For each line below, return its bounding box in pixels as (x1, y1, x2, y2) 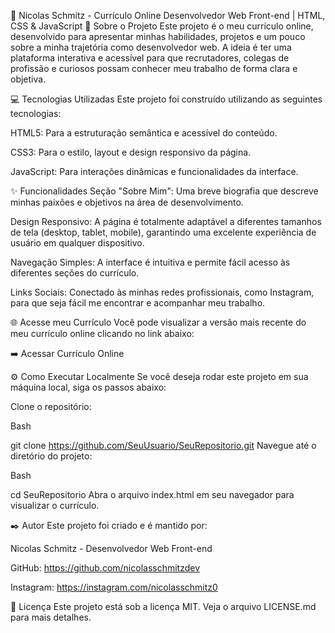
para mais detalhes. (10, 611, 92, 623)
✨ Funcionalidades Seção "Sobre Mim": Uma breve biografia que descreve (10, 185, 319, 197)
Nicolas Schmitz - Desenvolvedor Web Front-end (10, 543, 213, 554)
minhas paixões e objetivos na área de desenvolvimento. (10, 196, 244, 208)
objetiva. (10, 73, 47, 85)
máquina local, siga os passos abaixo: (10, 381, 167, 393)
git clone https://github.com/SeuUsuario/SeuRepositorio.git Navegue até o (10, 440, 317, 451)
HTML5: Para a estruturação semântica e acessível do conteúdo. (10, 127, 278, 139)
